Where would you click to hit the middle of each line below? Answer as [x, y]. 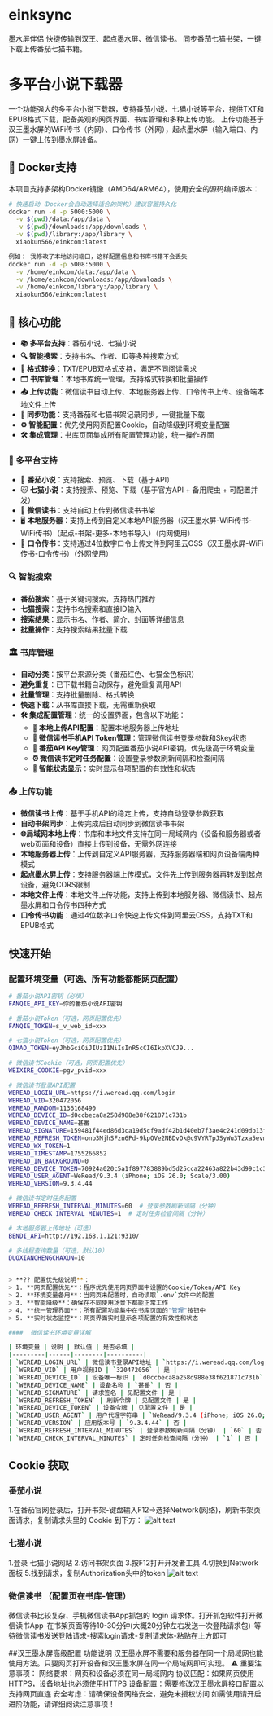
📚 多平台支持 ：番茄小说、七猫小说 [78, 343]
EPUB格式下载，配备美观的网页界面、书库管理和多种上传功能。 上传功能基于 [136, 119]
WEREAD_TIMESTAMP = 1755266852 [58, 1153]
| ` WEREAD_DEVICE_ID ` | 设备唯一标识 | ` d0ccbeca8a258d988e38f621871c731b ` [136, 1377]
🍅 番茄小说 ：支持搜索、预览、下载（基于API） [97, 480]
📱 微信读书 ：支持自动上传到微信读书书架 [88, 510]
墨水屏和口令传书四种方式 [63, 905]
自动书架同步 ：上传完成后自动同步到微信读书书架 [102, 824]
